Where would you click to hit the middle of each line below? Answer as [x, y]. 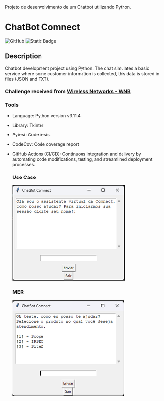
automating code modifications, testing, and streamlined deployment [82, 159]
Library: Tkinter [28, 125]
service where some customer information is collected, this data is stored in [82, 73]
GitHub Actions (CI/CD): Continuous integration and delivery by [77, 154]
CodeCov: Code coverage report [45, 144]
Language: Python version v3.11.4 [46, 115]
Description [23, 56]
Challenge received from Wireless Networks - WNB [68, 91]
